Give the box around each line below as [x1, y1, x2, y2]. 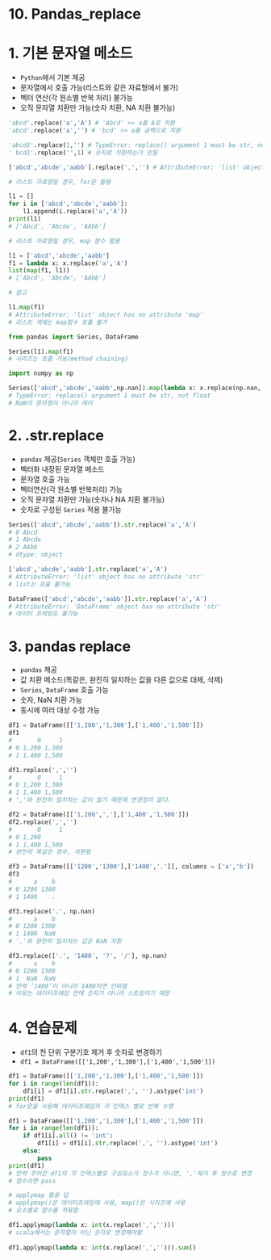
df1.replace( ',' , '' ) [8, 766, 78, 774]
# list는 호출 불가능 [8, 580, 71, 588]
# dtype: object [8, 551, 63, 559]
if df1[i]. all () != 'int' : [23, 1132, 114, 1140]
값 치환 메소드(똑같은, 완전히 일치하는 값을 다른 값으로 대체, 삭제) [19, 675, 223, 685]
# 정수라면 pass [8, 1177, 56, 1185]
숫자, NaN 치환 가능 [19, 695, 82, 705]
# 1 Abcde [8, 535, 42, 544]
